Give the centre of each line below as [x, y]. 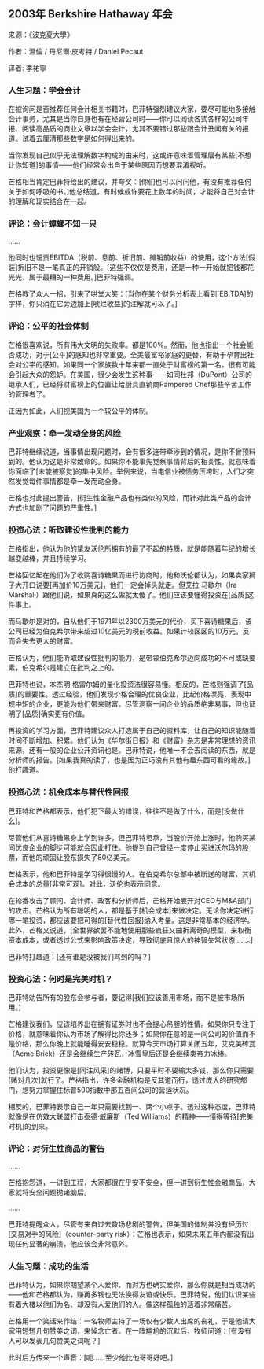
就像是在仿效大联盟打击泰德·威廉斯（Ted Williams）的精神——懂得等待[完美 [131, 1116]
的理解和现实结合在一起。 [49, 201]
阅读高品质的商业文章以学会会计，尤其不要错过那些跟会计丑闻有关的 [132, 129]
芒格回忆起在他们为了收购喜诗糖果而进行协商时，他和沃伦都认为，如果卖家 [128, 575]
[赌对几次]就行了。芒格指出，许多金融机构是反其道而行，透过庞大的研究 [125, 1079]
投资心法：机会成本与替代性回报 [69, 792]
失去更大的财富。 [49, 641]
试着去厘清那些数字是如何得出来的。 [80, 138]
